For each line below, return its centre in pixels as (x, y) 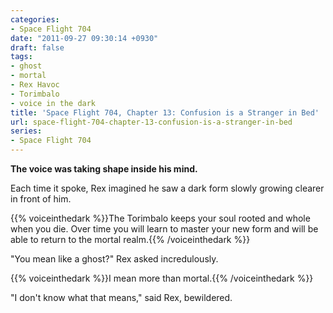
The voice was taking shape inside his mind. (104, 169)
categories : (35, 19)
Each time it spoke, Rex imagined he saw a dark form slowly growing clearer (167, 188)
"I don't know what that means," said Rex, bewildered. (121, 297)
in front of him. (41, 199)
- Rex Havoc (35, 85)
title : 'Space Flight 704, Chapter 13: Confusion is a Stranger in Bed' (165, 112)
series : (26, 131)
